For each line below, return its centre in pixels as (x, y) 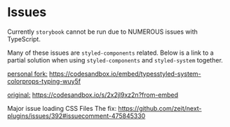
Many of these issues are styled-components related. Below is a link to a (110, 53)
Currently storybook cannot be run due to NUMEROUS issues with (103, 32)
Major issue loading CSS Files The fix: (62, 108)
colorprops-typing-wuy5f (44, 81)
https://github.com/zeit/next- (160, 108)
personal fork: (27, 74)
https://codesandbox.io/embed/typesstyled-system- (125, 74)
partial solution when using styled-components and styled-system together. (115, 60)
